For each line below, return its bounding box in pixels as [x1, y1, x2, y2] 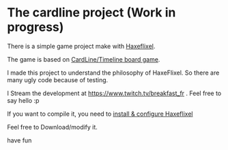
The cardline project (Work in [7, 5, 176, 21]
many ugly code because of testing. [7, 75, 109, 84]
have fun [7, 136, 32, 145]
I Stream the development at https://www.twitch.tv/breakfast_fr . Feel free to [7, 89, 222, 97]
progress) [7, 19, 64, 35]
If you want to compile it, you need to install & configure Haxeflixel [7, 110, 193, 118]
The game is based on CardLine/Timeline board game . [7, 55, 160, 63]
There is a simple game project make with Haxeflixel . [7, 42, 156, 50]
